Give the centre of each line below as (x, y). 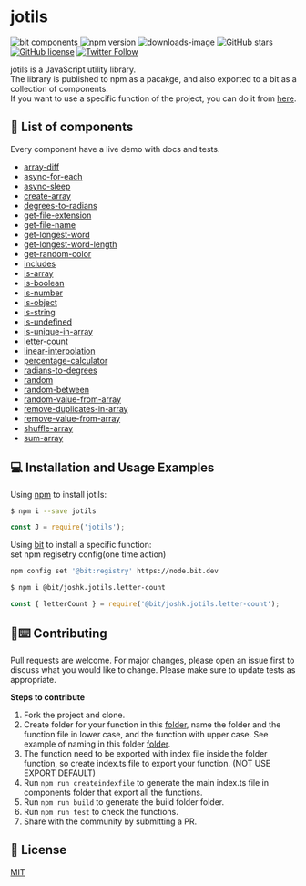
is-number (43, 293)
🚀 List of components (72, 127)
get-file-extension (57, 215)
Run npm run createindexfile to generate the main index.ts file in (146, 782)
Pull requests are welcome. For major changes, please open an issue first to (153, 660)
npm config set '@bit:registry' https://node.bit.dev (115, 572)
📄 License (39, 850)
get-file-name (50, 224)
